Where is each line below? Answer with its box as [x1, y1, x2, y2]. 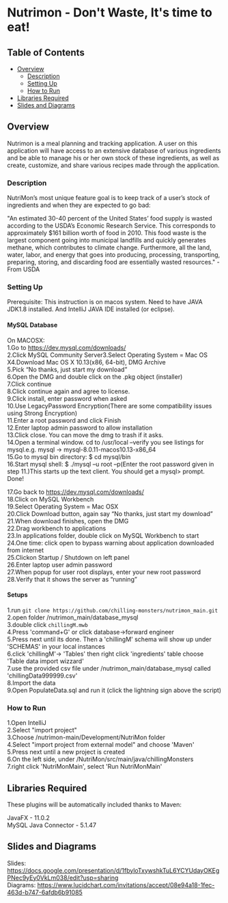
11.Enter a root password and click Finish [7, 416, 122, 424]
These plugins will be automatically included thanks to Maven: [7, 800, 182, 808]
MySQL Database [7, 321, 58, 329]
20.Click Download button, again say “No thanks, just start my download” [7, 509, 213, 518]
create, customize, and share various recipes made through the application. [7, 161, 220, 169]
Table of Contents [7, 47, 85, 58]
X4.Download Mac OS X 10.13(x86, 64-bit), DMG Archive [7, 358, 166, 366]
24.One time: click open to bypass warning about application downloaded [7, 539, 214, 547]
